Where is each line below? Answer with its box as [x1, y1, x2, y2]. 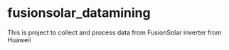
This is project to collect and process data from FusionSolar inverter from [7, 28, 222, 37]
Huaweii [7, 35, 31, 44]
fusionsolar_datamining [7, 5, 151, 21]
